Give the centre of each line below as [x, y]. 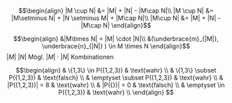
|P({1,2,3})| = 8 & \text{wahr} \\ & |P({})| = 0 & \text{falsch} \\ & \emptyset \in [116, 85]
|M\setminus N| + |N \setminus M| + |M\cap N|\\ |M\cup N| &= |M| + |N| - [116, 18]
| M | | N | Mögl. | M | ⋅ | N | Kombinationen [60, 57]
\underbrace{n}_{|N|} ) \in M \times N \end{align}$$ [116, 46]
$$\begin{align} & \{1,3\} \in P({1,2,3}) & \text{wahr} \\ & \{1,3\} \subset [116, 70]
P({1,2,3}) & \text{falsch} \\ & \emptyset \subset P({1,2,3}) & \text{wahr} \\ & [116, 77]
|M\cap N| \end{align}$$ [116, 25]
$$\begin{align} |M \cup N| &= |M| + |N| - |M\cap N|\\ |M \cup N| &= [116, 11]
